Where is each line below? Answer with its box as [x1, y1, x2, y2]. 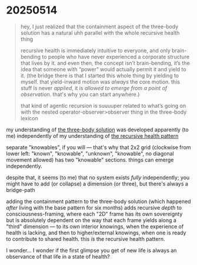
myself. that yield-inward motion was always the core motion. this [20, 78, 181, 85]
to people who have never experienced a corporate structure [42, 53, 190, 60]
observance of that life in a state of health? [6, 253, 110, 260]
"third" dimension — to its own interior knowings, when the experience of [6, 223, 184, 230]
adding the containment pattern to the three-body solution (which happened [6, 198, 191, 205]
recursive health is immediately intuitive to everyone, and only [20, 47, 171, 54]
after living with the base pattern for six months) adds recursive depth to [6, 204, 182, 211]
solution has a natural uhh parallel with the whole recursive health [20, 29, 180, 36]
